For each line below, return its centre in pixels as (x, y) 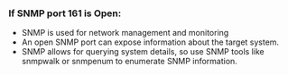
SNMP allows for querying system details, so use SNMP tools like (143, 52)
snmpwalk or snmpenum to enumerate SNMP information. (130, 62)
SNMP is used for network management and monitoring (125, 33)
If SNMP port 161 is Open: (65, 13)
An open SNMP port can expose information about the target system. (150, 42)
